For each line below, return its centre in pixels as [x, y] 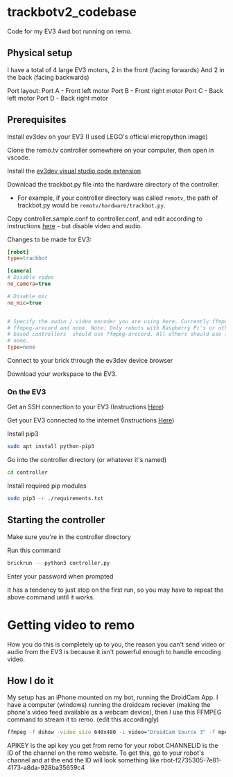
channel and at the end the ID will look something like [83, 760]
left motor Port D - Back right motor [58, 98]
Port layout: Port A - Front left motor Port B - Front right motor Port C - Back [115, 90]
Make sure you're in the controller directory [69, 537]
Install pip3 [23, 434]
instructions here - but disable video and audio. [75, 225]
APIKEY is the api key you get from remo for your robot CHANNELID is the [113, 746]
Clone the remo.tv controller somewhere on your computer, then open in [111, 150]
